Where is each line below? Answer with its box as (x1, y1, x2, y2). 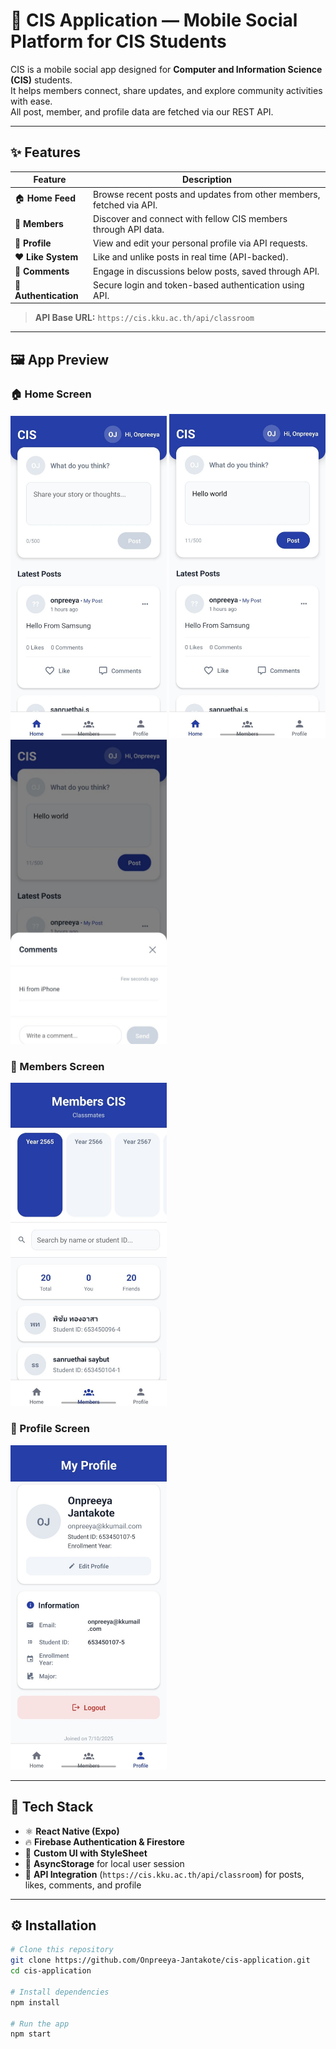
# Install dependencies (10, 1987, 110, 1997)
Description (181, 174, 233, 186)
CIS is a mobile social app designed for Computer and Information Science (10, 63, 323, 75)
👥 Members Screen (10, 1059, 105, 1073)
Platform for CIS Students (10, 30, 227, 53)
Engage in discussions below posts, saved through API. (93, 265, 320, 277)
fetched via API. (93, 199, 158, 211)
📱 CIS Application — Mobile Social (10, 9, 298, 32)
